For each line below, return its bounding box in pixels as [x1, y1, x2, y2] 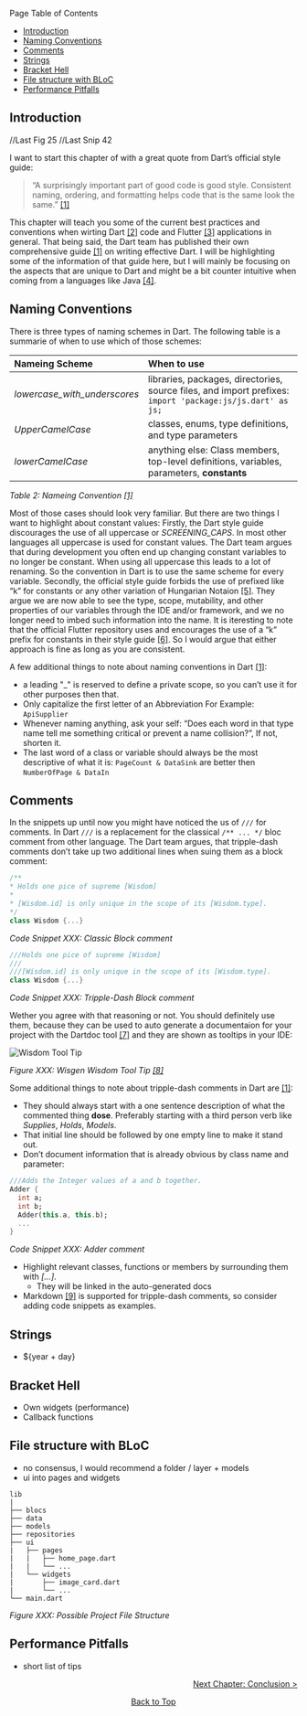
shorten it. [22, 737, 62, 748]
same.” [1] [31, 198, 70, 209]
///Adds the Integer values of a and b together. [9, 1177, 203, 1186]
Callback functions [22, 1412, 94, 1423]
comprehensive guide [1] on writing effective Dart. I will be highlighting [9, 246, 276, 257]
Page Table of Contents [9, 8, 99, 18]
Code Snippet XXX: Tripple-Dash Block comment [9, 992, 195, 1004]
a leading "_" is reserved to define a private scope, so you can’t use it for [22, 678, 298, 689]
